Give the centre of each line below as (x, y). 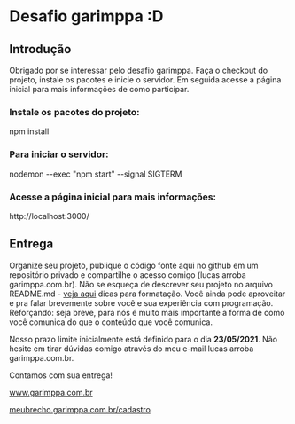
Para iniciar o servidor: (59, 154)
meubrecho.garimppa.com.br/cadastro (80, 409)
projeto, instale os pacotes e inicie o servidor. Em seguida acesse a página (145, 80)
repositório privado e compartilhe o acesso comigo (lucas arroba (128, 275)
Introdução (40, 49)
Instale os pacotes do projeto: (74, 112)
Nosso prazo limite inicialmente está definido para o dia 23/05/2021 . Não (143, 339)
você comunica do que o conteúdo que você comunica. (111, 322)
